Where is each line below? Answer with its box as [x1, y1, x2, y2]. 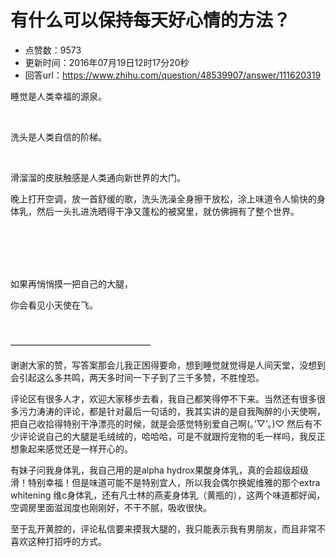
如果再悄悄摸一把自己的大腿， [10, 277, 133, 290]
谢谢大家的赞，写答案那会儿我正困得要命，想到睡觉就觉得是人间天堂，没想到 [10, 359, 326, 371]
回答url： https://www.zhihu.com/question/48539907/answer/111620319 [24, 69, 322, 81]
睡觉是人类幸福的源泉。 [10, 90, 107, 102]
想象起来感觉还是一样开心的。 [10, 442, 133, 455]
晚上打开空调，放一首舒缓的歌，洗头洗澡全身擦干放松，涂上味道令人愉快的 [10, 192, 317, 205]
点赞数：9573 [24, 44, 82, 56]
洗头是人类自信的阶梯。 [10, 131, 107, 143]
